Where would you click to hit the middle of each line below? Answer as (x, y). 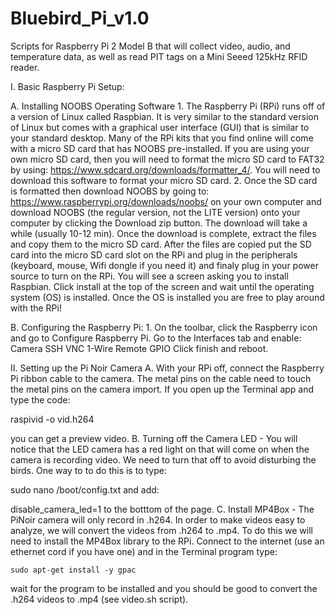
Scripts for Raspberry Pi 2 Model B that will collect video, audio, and (150, 46)
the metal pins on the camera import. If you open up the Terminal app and (162, 389)
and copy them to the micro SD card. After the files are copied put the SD (161, 244)
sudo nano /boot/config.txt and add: (85, 489)
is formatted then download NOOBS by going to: (110, 191)
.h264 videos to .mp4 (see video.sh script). (99, 599)
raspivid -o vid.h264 (52, 419)
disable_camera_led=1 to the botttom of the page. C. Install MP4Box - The (162, 509)
